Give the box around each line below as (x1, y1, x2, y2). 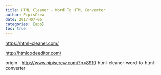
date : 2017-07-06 (5, 17, 42, 22)
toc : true (5, 26, 26, 31)
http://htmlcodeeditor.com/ (5, 50, 62, 56)
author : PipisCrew (5, 12, 44, 17)
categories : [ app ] (5, 21, 44, 27)
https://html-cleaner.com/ (5, 40, 59, 46)
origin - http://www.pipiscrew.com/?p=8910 (5, 60, 96, 66)
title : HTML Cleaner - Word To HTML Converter (5, 7, 106, 13)
